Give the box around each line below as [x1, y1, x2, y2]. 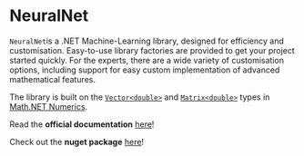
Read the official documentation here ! [9, 119, 155, 130]
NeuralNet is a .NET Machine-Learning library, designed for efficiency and [9, 35, 285, 46]
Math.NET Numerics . [9, 101, 88, 112]
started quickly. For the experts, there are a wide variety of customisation [9, 54, 285, 65]
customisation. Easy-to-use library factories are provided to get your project [9, 44, 296, 55]
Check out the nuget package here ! [9, 136, 144, 147]
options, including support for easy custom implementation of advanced [9, 64, 280, 75]
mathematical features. [9, 73, 96, 84]
